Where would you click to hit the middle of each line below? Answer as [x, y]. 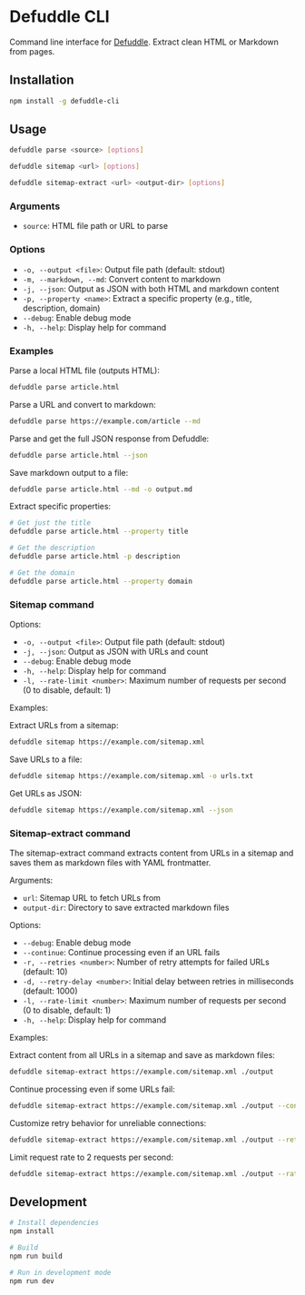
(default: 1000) [50, 991]
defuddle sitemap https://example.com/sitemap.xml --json [121, 810]
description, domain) [61, 308]
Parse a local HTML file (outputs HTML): [85, 371]
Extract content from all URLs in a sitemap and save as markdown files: [142, 1054]
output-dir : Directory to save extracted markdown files [126, 907]
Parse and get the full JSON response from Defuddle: [109, 439]
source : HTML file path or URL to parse [95, 226]
